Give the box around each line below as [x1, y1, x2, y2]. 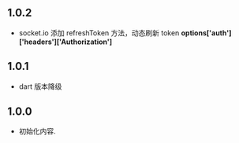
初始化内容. [18, 126, 56, 136]
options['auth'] [181, 27, 232, 38]
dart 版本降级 [18, 82, 62, 91]
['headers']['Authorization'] [18, 37, 112, 46]
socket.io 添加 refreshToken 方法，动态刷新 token [18, 27, 180, 38]
